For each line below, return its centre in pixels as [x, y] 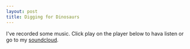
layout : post [22, 11]
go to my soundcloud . [32, 40]
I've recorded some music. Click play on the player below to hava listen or [95, 33]
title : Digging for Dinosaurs [43, 17]
